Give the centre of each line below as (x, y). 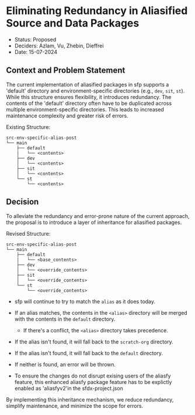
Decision (22, 202)
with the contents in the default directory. (65, 319)
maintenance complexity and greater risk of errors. (67, 115)
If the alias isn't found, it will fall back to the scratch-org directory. (94, 342)
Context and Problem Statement (66, 71)
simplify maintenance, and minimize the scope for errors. (75, 406)
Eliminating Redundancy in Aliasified (97, 11)
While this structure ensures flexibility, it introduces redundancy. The (89, 97)
